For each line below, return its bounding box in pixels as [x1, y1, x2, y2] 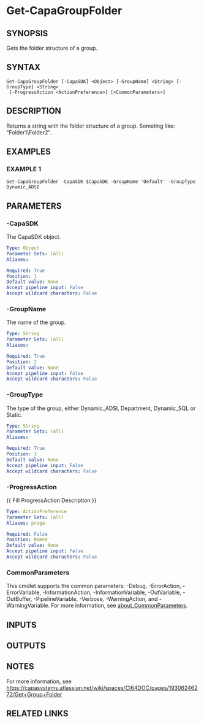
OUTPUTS [6, 640, 46, 651]
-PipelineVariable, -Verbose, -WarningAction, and [33, 595, 158, 603]
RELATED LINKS [6, 708, 69, 719]
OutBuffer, [6, 595, 32, 603]
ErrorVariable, [6, 589, 42, 596]
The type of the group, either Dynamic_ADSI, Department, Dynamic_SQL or [6, 404, 196, 412]
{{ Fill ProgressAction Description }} [6, 497, 97, 504]
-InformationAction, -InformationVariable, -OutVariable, [42, 589, 182, 596]
